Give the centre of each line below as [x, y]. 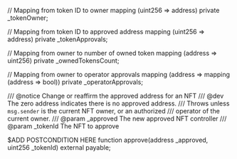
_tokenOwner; [28, 18]
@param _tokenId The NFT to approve [63, 126]
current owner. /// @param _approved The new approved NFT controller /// [117, 118]
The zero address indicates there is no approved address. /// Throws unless [118, 103]
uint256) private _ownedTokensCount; [63, 61]
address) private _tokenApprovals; [58, 39]
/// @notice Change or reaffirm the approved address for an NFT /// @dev [116, 96]
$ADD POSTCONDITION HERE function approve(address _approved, [108, 140]
